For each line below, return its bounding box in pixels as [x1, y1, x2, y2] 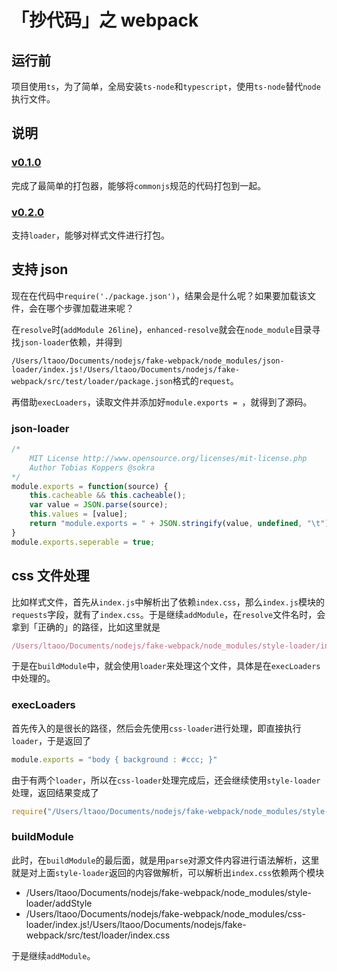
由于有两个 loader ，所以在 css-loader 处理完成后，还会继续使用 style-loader [11, 774, 321, 786]
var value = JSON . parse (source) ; [29, 500, 169, 510]
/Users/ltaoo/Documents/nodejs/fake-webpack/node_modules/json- [11, 356, 285, 366]
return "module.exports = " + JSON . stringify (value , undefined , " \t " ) [29, 519, 330, 529]
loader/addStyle [25, 897, 93, 909]
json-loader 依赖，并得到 [20, 336, 123, 348]
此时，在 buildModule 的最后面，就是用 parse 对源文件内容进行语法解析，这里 [11, 854, 320, 866]
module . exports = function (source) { [11, 481, 169, 491]
